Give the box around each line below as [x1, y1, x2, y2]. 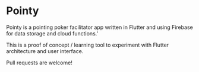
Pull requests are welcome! [6, 59, 72, 66]
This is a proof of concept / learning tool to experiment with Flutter [6, 41, 169, 48]
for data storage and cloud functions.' [6, 30, 99, 37]
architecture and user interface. [6, 47, 84, 54]
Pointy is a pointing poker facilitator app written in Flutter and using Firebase [6, 24, 193, 31]
